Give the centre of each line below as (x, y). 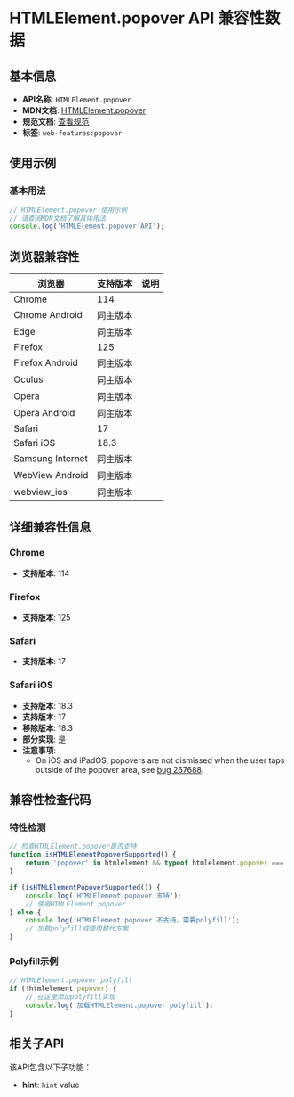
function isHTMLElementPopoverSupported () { (93, 855)
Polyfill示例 (34, 961)
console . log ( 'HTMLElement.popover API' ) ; (87, 227)
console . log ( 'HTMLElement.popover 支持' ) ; (103, 896)
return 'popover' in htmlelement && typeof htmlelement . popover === (155, 863)
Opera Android (44, 413)
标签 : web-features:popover (72, 133)
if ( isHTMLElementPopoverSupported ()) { (85, 887)
